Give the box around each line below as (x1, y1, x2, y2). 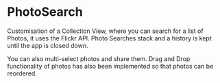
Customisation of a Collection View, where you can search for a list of (7, 27, 204, 35)
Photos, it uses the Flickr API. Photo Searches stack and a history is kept (7, 34, 212, 42)
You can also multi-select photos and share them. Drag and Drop (7, 54, 191, 62)
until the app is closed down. (7, 41, 88, 49)
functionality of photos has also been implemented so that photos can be (7, 62, 214, 70)
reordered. (7, 69, 38, 78)
